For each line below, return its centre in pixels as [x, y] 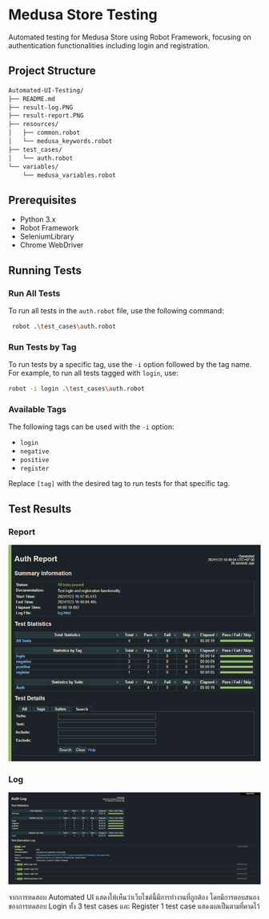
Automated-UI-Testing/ [46, 90]
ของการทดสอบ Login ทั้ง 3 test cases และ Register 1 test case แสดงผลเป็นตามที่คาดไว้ [134, 906]
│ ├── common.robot [44, 133]
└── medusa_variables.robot [69, 175]
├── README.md [32, 99]
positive [34, 460]
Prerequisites [42, 200]
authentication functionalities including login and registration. [109, 45]
